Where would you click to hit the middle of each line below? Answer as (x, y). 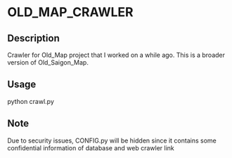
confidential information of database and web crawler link (91, 147)
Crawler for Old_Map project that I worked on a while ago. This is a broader (116, 55)
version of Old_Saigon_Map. (48, 62)
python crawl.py (31, 101)
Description (33, 38)
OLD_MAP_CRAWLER (70, 12)
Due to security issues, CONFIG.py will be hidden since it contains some (112, 140)
